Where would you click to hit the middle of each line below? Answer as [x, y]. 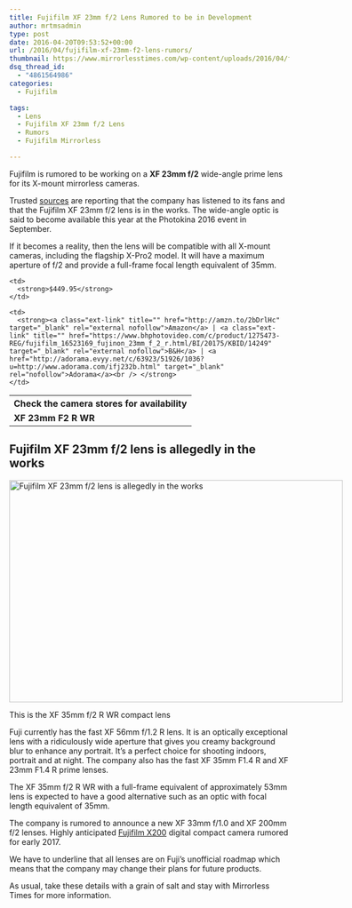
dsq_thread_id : [37, 68]
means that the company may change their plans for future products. [136, 868]
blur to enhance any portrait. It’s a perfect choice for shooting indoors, [138, 751]
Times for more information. [60, 895]
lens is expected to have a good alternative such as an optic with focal [138, 796]
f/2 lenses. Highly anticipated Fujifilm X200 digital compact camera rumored [149, 832]
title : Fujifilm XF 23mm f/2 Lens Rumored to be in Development [131, 17]
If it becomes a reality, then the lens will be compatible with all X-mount [140, 246]
